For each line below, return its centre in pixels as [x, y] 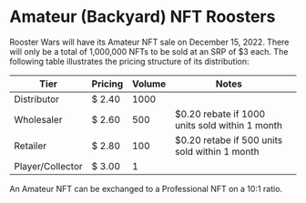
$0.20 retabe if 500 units [229, 140]
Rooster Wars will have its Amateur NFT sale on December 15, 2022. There [149, 42]
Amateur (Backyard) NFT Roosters [143, 17]
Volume [149, 84]
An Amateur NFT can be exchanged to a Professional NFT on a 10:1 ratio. [146, 188]
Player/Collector [49, 166]
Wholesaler [38, 119]
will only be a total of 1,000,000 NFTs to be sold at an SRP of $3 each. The [149, 51]
